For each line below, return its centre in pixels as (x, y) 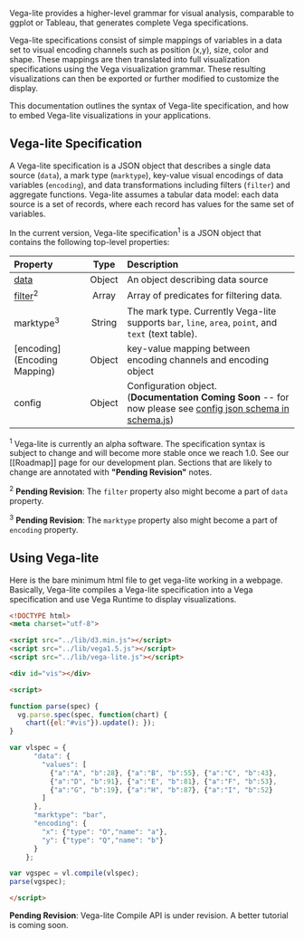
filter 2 (26, 295)
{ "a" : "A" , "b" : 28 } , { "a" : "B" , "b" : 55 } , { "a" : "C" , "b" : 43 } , (163, 773)
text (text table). (162, 334)
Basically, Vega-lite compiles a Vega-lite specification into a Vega (131, 589)
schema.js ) (151, 420)
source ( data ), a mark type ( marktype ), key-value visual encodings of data (146, 175)
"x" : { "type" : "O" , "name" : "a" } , (105, 831)
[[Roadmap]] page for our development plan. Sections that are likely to (141, 463)
